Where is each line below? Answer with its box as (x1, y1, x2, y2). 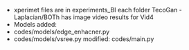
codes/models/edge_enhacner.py (13, 27, 110, 36)
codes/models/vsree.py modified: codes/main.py (13, 35, 154, 43)
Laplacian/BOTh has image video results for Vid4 (13, 13, 154, 21)
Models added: (13, 21, 57, 28)
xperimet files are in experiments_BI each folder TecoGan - (13, 6, 182, 14)
